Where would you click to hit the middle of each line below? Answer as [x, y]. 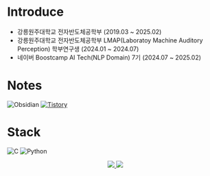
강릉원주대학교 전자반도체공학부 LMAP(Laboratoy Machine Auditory [110, 40]
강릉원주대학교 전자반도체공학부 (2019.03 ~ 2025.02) [89, 32]
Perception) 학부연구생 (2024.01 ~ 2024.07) [78, 49]
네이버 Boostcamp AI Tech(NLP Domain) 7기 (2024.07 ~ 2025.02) [109, 57]
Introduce [35, 12]
